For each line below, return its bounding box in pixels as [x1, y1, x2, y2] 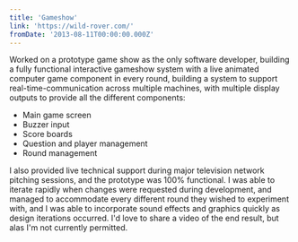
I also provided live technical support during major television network [9, 165, 265, 176]
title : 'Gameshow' [9, 13, 78, 22]
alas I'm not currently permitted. [9, 222, 128, 233]
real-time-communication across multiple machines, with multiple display [9, 82, 280, 94]
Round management [22, 148, 98, 159]
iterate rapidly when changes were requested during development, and [9, 185, 272, 195]
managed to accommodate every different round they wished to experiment [9, 194, 290, 204]
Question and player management [22, 138, 148, 149]
